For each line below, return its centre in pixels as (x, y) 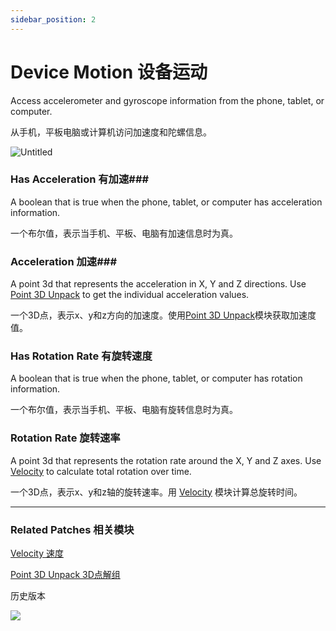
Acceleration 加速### (64, 261)
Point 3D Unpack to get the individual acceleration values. (130, 295)
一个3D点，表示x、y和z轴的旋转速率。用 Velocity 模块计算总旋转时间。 (156, 492)
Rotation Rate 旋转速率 (65, 438)
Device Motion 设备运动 (109, 72)
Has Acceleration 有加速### (80, 179)
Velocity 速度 (37, 553)
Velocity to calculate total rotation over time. (101, 471)
